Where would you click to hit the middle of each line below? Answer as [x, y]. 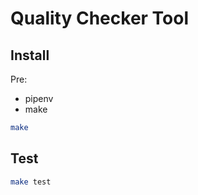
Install [30, 55]
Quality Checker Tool [100, 18]
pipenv [39, 98]
